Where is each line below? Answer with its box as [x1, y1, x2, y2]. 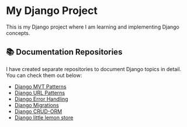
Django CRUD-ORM [14, 108, 63, 115]
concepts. [6, 29, 30, 36]
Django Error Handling [14, 95, 68, 103]
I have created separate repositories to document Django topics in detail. [6, 65, 182, 72]
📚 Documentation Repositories [6, 47, 123, 57]
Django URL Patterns [14, 89, 65, 96]
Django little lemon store [14, 114, 74, 121]
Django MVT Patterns [14, 83, 67, 90]
